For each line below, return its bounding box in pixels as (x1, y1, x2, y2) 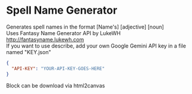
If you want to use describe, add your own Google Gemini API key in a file (6, 42, 186, 49)
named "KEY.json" (6, 48, 52, 55)
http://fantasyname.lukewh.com (6, 36, 84, 43)
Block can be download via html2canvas (6, 82, 105, 89)
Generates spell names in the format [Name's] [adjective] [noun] (6, 23, 165, 30)
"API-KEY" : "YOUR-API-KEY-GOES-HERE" (11, 65, 105, 71)
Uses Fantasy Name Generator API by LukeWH (6, 29, 121, 36)
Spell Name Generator (6, 4, 118, 17)
